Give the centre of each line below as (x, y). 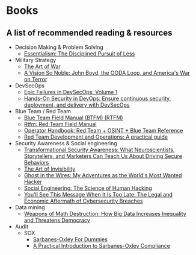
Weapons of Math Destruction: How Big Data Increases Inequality (105, 214)
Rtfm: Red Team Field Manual (60, 124)
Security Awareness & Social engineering (66, 143)
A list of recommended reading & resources (89, 33)
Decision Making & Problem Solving (59, 47)
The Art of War (42, 66)
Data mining (30, 207)
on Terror (35, 79)
